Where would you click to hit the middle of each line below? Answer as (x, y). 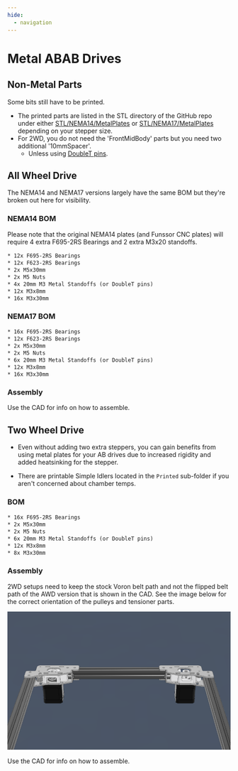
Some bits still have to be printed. (56, 102)
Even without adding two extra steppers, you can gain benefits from (117, 447)
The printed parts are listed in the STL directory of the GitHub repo (115, 115)
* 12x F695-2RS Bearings (44, 256)
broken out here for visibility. (49, 200)
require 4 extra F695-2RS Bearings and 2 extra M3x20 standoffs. (102, 242)
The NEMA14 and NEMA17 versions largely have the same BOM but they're (117, 193)
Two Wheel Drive (46, 430)
